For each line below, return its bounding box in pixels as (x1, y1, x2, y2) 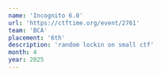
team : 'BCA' (8, 26, 48, 34)
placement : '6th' (8, 33, 66, 42)
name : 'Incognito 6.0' (8, 11, 83, 20)
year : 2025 (8, 56, 44, 64)
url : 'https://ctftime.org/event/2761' (8, 19, 140, 27)
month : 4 (8, 48, 37, 56)
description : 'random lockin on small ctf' (8, 41, 155, 49)
